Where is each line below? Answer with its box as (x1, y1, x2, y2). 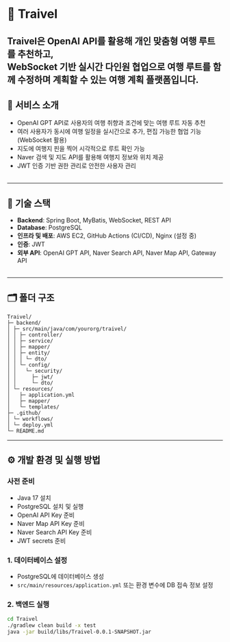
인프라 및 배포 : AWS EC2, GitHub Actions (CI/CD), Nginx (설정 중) (16, 231, 197, 240)
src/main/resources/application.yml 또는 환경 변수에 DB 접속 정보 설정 (16, 581, 214, 589)
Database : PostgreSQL (16, 223, 83, 232)
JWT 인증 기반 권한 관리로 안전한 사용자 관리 (16, 161, 137, 170)
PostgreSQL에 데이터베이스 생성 (16, 573, 105, 580)
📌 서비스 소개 (7, 99, 60, 111)
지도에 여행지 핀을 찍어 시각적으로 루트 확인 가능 (16, 144, 145, 153)
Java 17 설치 (16, 494, 51, 502)
